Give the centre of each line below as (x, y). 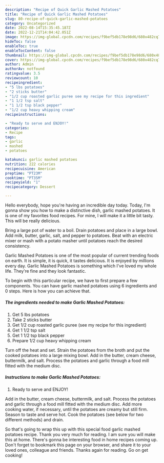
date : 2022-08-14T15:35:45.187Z (38, 28)
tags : (10, 137)
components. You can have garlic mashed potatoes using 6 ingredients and (81, 286)
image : (12, 37)
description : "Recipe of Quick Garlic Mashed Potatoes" (63, 10)
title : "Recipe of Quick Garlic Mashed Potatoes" (57, 14)
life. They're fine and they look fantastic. (46, 271)
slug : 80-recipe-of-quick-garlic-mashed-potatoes (57, 19)
